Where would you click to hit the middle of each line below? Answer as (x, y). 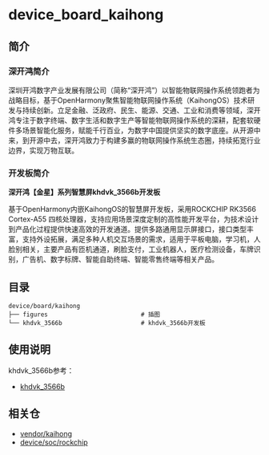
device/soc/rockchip (54, 442)
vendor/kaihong (46, 433)
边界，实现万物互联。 (43, 150)
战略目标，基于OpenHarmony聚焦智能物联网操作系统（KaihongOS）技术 (128, 100)
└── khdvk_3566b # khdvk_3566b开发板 (107, 323)
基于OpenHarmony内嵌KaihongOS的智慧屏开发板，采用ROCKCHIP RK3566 (132, 209)
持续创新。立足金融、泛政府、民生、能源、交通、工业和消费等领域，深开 (141, 110)
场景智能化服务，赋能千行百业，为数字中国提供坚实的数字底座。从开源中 (141, 130)
